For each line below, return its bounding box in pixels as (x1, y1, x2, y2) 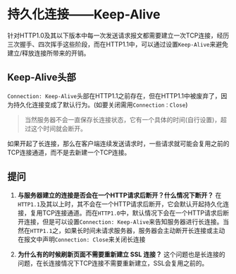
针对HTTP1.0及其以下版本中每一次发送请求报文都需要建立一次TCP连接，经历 (7, 31, 230, 40)
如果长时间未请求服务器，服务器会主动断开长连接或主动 (64, 226, 225, 234)
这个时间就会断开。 (30, 124, 87, 133)
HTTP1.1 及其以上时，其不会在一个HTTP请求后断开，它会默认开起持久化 (17, 199, 223, 208)
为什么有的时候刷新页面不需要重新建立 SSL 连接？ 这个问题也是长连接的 (17, 250, 225, 258)
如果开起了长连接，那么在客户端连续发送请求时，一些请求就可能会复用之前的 (7, 139, 230, 148)
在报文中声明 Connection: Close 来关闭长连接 (17, 234, 146, 244)
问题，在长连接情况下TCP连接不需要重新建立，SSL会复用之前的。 (17, 258, 209, 267)
